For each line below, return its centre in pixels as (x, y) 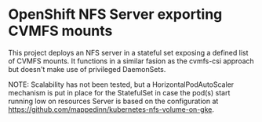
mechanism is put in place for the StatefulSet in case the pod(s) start (119, 92)
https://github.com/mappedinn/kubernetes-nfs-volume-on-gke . (111, 109)
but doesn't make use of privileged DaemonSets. (87, 69)
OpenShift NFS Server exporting (115, 14)
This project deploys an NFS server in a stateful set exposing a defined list (128, 52)
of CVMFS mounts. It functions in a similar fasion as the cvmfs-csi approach (131, 61)
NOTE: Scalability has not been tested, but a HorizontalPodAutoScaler (121, 84)
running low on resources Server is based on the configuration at (113, 101)
